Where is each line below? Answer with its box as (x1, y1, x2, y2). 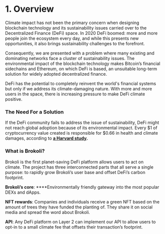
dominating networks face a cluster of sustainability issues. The (5, 55, 134, 61)
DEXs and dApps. (5, 189, 41, 195)
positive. (5, 96, 23, 102)
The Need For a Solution (5, 108, 64, 115)
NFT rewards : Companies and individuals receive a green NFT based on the (5, 199, 160, 205)
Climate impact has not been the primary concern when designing (5, 20, 139, 26)
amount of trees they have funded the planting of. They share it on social (5, 204, 153, 210)
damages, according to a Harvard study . (5, 135, 88, 141)
